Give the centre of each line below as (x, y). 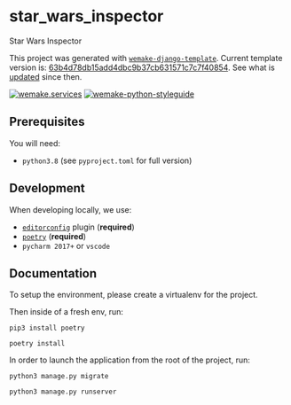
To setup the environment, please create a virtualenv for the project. (134, 295)
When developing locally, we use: (71, 209)
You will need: (35, 143)
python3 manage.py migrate (59, 377)
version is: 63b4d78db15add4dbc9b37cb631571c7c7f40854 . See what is (142, 67)
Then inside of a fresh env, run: (67, 312)
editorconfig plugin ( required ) (78, 227)
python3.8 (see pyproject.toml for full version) (107, 160)
